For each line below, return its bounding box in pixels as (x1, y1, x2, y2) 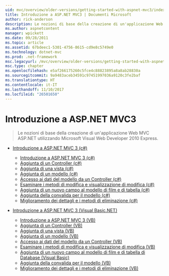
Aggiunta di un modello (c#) (20, 171, 78, 177)
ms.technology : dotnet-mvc (5, 49, 62, 54)
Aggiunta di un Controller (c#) (20, 160, 82, 166)
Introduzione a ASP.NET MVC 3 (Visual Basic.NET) (12, 208, 117, 214)
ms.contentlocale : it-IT (5, 82, 57, 87)
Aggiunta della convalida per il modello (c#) (20, 192, 111, 198)
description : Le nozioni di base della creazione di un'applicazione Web (5, 21, 163, 27)
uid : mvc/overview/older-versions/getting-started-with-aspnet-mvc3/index (5, 7, 165, 13)
